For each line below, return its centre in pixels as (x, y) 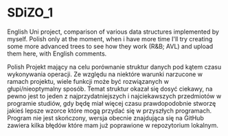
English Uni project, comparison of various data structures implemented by (113, 32)
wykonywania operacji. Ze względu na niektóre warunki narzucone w (105, 74)
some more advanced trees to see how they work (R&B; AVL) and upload (110, 46)
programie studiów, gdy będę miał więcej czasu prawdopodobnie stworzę (112, 103)
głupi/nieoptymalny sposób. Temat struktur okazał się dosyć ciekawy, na (110, 89)
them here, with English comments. (57, 54)
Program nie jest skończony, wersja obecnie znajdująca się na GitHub (105, 117)
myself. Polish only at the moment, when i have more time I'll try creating (110, 38)
